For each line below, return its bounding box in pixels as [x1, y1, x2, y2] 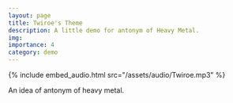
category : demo [8, 48, 58, 56]
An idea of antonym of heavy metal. [8, 86, 125, 95]
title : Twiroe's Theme [8, 19, 83, 27]
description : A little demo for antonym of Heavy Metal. [8, 26, 200, 34]
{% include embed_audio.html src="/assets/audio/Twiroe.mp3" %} [8, 71, 226, 79]
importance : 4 [8, 41, 55, 49]
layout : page [8, 11, 51, 20]
